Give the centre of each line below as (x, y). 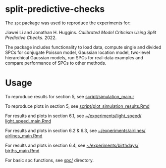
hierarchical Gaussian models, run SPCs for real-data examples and (74, 57)
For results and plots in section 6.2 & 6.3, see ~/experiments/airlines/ (75, 130)
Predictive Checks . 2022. (31, 38)
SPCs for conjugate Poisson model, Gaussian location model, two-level (78, 52)
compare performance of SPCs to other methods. (56, 63)
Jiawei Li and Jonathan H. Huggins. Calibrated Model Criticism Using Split (81, 32)
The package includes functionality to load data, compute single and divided (83, 47)
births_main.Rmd (22, 150)
